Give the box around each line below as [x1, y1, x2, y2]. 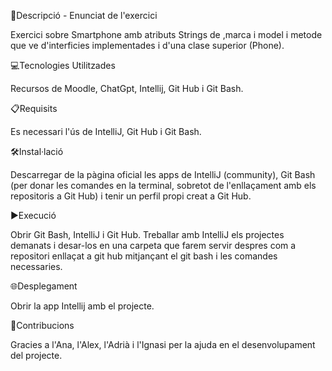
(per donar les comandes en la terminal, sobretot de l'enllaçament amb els [10, 180, 317, 191]
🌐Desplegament [10, 280, 78, 292]
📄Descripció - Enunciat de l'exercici [10, 10, 158, 21]
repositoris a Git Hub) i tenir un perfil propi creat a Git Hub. [10, 190, 252, 202]
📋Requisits [10, 103, 58, 114]
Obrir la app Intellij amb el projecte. [10, 300, 155, 312]
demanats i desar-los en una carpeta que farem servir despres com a [10, 240, 297, 251]
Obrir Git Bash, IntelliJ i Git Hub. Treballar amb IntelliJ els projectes [10, 229, 285, 240]
